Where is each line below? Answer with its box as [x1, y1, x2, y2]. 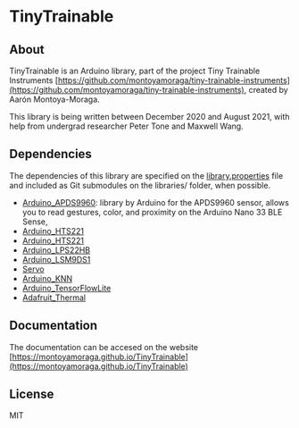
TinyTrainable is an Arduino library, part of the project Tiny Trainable [9, 65, 261, 76]
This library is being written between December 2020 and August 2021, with [9, 112, 290, 122]
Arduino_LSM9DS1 [21, 254, 91, 264]
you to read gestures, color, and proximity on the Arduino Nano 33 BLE [21, 206, 283, 217]
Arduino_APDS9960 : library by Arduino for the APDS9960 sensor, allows [21, 197, 290, 207]
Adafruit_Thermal [21, 292, 87, 303]
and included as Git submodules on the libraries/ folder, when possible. [9, 180, 270, 190]
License [9, 387, 54, 402]
